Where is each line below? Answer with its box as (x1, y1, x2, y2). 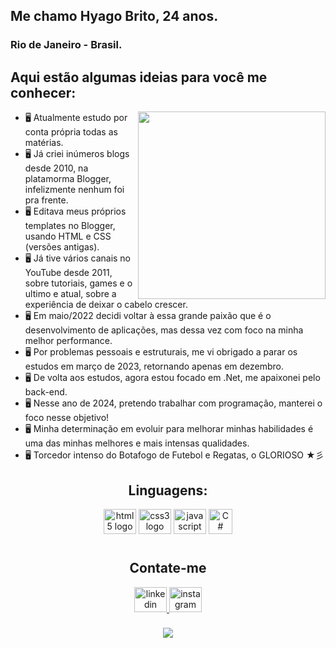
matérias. (24, 137, 64, 149)
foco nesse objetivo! (24, 412, 110, 424)
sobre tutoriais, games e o (24, 277, 133, 289)
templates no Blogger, (24, 220, 116, 232)
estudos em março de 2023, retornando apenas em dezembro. (24, 360, 285, 373)
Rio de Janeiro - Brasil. (10, 38, 123, 52)
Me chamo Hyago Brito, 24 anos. (10, 8, 219, 25)
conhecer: (10, 84, 77, 101)
